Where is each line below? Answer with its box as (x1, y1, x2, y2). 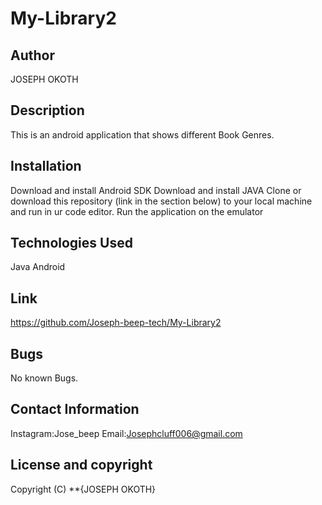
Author (10, 47, 55, 64)
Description (10, 102, 85, 119)
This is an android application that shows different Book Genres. (10, 128, 275, 141)
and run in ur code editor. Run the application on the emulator (10, 205, 264, 217)
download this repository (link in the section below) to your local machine (10, 195, 313, 207)
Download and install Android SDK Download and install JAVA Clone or (10, 184, 302, 196)
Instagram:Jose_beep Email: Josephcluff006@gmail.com (10, 427, 243, 439)
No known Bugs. (10, 372, 79, 384)
